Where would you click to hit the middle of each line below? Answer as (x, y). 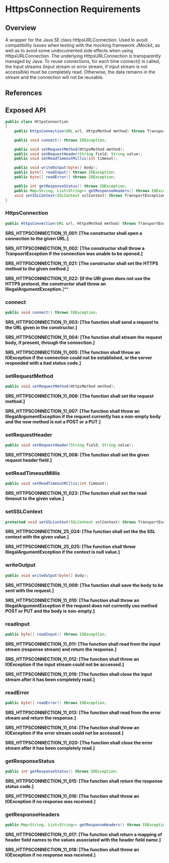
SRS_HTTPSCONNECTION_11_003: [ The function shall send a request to (82, 322)
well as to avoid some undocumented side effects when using (69, 51)
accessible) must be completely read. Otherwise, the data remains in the (80, 72)
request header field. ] (28, 460)
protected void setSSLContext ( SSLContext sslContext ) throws (71, 522)
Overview (21, 28)
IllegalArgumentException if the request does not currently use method (81, 606)
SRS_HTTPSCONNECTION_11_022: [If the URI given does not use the (78, 278)
